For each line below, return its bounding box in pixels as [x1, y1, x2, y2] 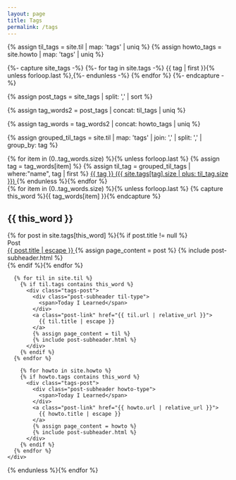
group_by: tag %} [7, 141, 58, 149]
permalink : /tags [7, 23, 58, 30]
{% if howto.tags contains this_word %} [20, 374, 140, 381]
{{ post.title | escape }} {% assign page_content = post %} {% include [7, 246, 210, 254]
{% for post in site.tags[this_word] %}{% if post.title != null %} [7, 231, 188, 240]
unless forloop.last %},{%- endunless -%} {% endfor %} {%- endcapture [7, 71, 220, 80]
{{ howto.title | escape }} [38, 410, 121, 418]
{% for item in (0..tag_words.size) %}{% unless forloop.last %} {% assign [7, 154, 220, 163]
